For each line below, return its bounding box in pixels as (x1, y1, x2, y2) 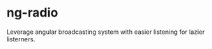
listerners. (6, 35, 36, 43)
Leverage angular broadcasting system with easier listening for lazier (6, 28, 205, 36)
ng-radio (6, 5, 59, 21)
